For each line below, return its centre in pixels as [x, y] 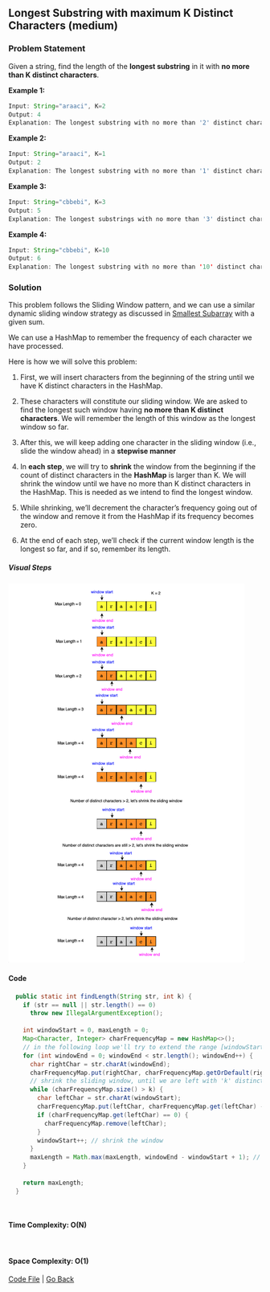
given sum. [27, 322]
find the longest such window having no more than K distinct [121, 410]
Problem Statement [47, 49]
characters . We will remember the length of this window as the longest [137, 419]
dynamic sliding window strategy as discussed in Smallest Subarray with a [131, 313]
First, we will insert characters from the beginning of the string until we [137, 378]
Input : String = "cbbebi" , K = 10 [59, 250]
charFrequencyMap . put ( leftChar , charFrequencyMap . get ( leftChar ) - [151, 1107]
